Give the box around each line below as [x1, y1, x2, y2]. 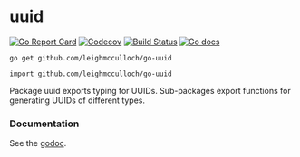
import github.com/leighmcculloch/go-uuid [9, 69, 172, 78]
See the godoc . [9, 138, 67, 149]
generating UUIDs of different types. [9, 95, 146, 106]
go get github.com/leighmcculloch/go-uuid [9, 53, 172, 62]
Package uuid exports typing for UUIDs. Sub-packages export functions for [9, 85, 292, 96]
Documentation [9, 117, 80, 130]
